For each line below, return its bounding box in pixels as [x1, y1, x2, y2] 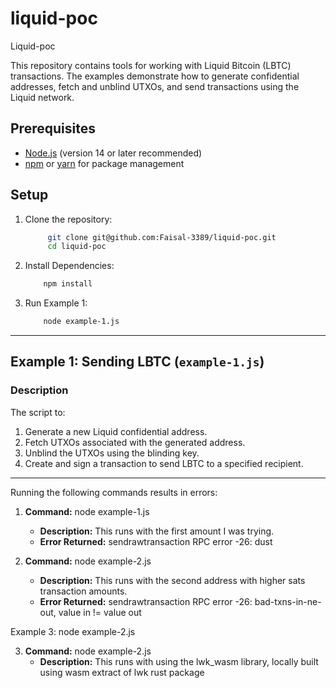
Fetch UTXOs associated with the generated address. [24, 436, 246, 448]
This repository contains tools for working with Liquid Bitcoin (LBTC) [10, 59, 292, 71]
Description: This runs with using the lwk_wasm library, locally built [39, 655, 319, 667]
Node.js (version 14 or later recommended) [24, 147, 203, 159]
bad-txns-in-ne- [254, 595, 322, 607]
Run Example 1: [24, 297, 88, 309]
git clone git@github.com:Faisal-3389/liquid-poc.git [47, 232, 277, 242]
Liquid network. [10, 91, 75, 103]
